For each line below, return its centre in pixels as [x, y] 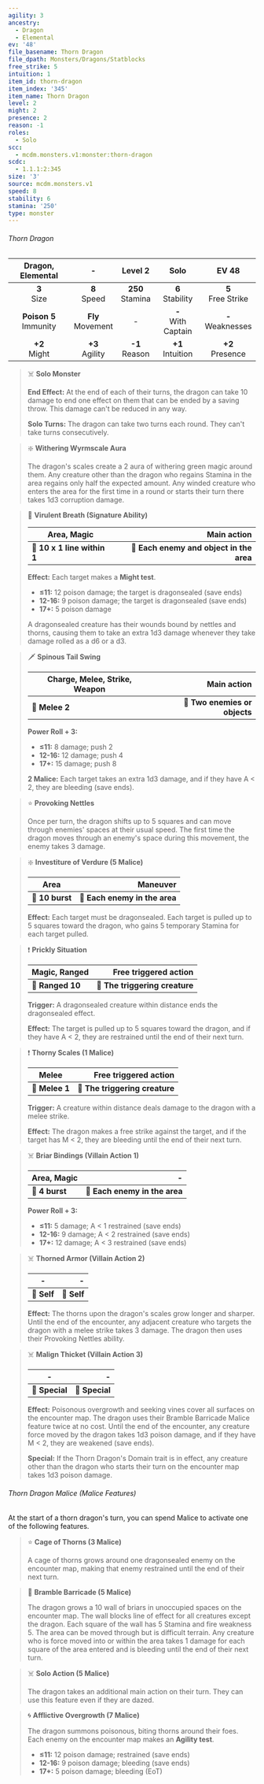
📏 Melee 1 [51, 1089]
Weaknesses [228, 326]
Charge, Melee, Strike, [89, 680]
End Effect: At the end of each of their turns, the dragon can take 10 [137, 392]
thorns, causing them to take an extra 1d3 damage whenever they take [141, 633]
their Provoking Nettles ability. [76, 1339]
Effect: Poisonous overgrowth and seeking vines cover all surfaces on [141, 1410]
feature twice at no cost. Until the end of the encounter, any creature [138, 1426]
